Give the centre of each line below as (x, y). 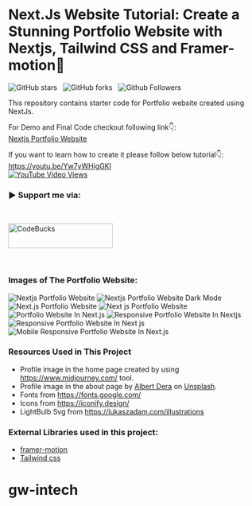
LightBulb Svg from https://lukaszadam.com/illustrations (112, 411)
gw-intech (43, 490)
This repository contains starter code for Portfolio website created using (126, 103)
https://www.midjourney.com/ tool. (77, 378)
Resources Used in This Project (70, 352)
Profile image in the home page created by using (99, 369)
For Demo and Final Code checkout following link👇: (92, 127)
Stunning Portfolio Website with (115, 31)
